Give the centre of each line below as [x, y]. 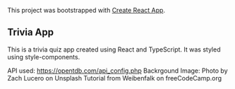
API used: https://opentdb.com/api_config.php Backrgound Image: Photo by [117, 71]
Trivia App [31, 32]
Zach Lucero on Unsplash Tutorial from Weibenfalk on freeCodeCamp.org [115, 78]
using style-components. [44, 57]
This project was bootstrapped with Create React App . [86, 10]
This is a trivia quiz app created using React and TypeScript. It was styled [114, 49]
